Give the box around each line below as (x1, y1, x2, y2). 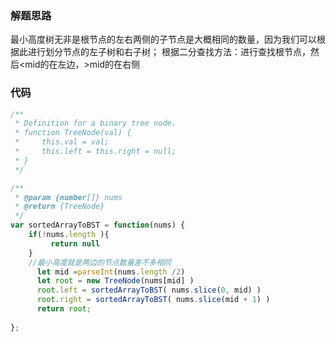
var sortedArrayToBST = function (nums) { (10, 220, 186, 231)
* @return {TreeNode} (14, 202, 105, 212)
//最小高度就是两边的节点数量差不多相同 (28, 257, 172, 267)
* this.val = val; (14, 137, 110, 147)
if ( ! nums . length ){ (28, 230, 110, 240)
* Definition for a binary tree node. (14, 118, 177, 129)
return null (50, 238, 101, 249)
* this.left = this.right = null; (14, 147, 177, 157)
